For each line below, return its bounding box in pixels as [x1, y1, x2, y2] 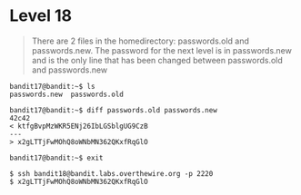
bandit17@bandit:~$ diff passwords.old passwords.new [9, 105, 218, 114]
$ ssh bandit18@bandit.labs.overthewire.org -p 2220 [9, 169, 214, 178]
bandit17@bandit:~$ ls [9, 82, 95, 91]
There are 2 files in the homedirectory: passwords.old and [31, 35, 250, 46]
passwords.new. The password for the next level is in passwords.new [31, 44, 293, 55]
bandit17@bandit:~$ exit [9, 153, 104, 162]
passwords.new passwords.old [9, 90, 125, 99]
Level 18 [9, 5, 73, 26]
